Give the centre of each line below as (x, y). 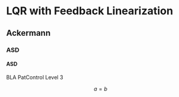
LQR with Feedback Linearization (90, 11)
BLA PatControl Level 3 (35, 77)
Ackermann (28, 33)
